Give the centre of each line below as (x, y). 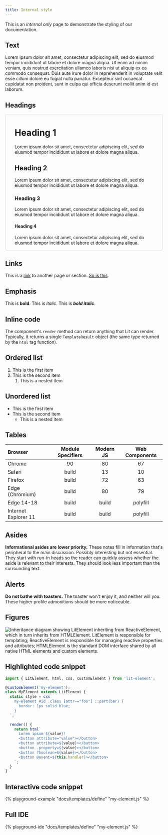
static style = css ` (31, 697)
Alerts (15, 584)
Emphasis (21, 291)
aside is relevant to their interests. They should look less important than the (82, 563)
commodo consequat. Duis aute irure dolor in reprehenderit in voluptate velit (84, 73)
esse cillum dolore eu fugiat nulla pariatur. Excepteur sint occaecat (74, 79)
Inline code (23, 319)
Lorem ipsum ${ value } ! (42, 734)
